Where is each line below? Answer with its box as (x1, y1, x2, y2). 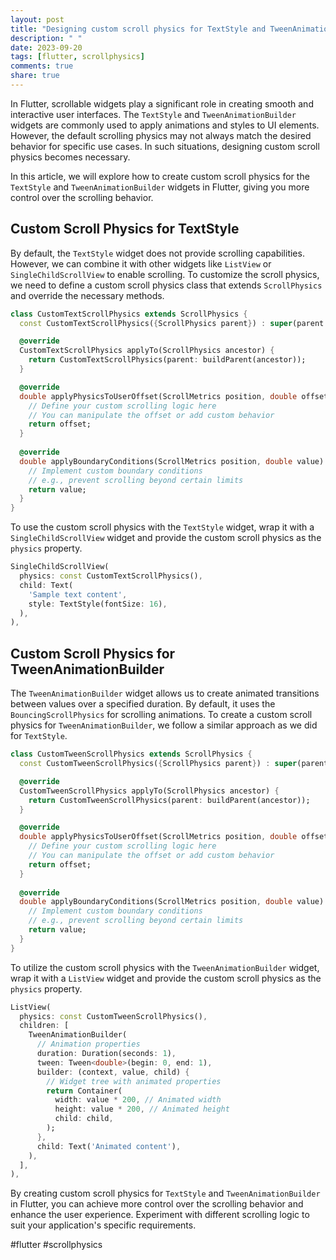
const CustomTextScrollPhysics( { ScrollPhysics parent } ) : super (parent (19, 318, 325, 328)
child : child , (54, 1114, 114, 1124)
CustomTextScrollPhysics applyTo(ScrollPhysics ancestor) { (19, 346, 275, 356)
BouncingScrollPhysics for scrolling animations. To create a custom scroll (10, 709, 313, 721)
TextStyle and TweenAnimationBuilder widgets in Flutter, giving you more (10, 181, 310, 193)
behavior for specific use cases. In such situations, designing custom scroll (10, 140, 320, 152)
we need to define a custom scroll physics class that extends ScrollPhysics (10, 279, 323, 291)
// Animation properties (36, 1039, 141, 1050)
